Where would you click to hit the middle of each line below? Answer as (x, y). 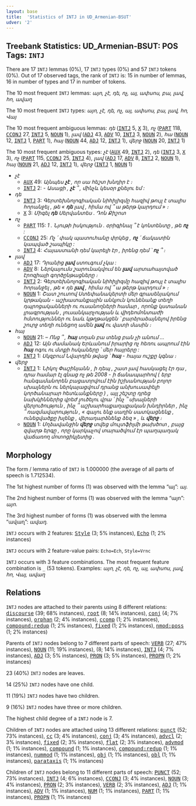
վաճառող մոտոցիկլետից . (59, 437)
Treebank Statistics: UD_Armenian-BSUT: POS (92, 46)
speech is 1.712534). (31, 475)
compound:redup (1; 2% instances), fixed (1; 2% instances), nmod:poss (95, 625)
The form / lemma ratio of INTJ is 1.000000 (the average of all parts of (90, 469)
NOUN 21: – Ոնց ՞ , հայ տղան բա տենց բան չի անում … (94, 337)
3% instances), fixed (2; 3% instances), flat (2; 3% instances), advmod (95, 742)
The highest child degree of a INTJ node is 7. (60, 718)
